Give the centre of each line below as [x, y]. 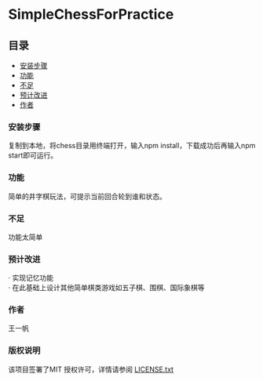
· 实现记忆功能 [31, 278]
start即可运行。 [33, 155]
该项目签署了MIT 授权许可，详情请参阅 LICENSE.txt [91, 369]
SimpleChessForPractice [91, 15]
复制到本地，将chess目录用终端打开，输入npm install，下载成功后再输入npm [132, 146]
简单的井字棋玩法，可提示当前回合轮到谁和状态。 [87, 196]
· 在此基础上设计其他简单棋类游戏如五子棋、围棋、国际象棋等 [106, 288]
